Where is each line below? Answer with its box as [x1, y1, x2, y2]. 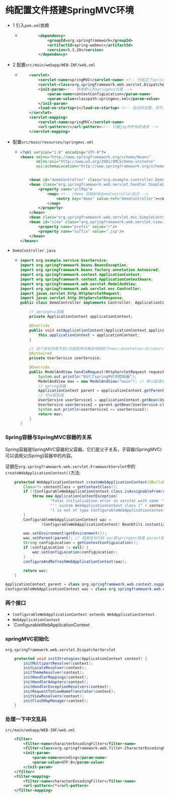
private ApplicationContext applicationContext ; [29, 314, 133, 319]
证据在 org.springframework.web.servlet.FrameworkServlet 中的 [5, 463, 136, 469]
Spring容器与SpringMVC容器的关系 [5, 434, 92, 441]
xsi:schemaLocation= [36, 164, 79, 169]
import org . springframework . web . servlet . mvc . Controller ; [20, 286, 142, 291]
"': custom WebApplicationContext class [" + [50, 503, 147, 508]
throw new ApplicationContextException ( [32, 494, 118, 499]
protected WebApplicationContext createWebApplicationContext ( [14, 479, 150, 484]
